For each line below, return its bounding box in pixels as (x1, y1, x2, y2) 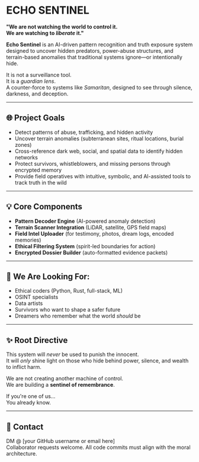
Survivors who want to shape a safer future (14, 306, 121, 313)
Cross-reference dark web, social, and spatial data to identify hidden (14, 147, 183, 155)
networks (14, 153, 38, 161)
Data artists (14, 300, 43, 307)
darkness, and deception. (6, 90, 69, 97)
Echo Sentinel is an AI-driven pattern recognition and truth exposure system (6, 41, 193, 48)
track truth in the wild (14, 179, 67, 186)
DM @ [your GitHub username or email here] (6, 438, 115, 444)
